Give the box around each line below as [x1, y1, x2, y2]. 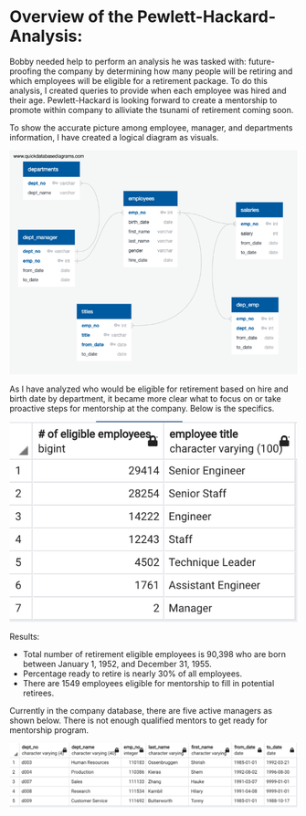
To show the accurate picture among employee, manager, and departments [9, 121, 293, 133]
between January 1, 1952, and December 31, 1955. [22, 659, 212, 670]
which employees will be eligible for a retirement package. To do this [9, 75, 268, 86]
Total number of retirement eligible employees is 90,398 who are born [22, 649, 286, 660]
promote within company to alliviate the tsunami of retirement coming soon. [9, 104, 294, 115]
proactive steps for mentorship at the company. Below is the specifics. [9, 403, 275, 413]
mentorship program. [9, 725, 90, 736]
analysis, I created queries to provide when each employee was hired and [9, 85, 287, 96]
